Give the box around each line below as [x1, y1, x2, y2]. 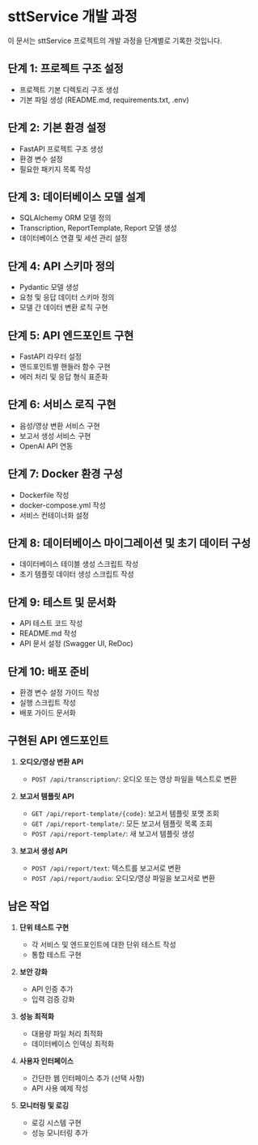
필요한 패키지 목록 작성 [19, 164, 91, 174]
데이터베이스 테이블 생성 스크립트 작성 [19, 560, 139, 569]
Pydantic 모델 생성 [19, 283, 79, 292]
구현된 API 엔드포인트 [7, 734, 109, 747]
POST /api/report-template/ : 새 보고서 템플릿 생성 [31, 828, 195, 838]
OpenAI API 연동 [19, 441, 74, 450]
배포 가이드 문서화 [19, 708, 76, 717]
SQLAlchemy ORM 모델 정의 [19, 213, 112, 223]
